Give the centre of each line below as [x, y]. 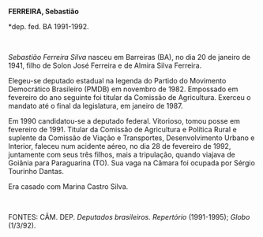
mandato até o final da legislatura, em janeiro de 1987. [96, 106]
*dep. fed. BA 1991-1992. [49, 26]
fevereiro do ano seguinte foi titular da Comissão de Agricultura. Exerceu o [130, 97]
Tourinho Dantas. [36, 171]
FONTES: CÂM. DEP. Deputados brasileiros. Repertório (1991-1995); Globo [129, 217]
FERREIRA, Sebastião [43, 11]
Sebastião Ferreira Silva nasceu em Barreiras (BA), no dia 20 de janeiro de [130, 57]
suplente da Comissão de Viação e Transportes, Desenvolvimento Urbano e [131, 138]
